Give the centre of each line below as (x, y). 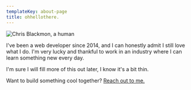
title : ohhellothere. (33, 17)
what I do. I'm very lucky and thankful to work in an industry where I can (94, 51)
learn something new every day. (45, 58)
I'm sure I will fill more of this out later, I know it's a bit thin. (77, 69)
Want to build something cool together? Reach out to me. (75, 81)
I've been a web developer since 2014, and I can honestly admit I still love (96, 45)
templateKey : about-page (37, 11)
